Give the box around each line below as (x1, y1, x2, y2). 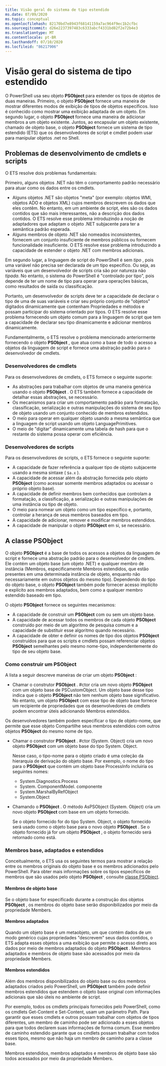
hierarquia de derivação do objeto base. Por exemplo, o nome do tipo (12, 758, 154, 764)
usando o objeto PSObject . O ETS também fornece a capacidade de (12, 388, 153, 395)
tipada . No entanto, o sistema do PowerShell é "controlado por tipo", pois (5, 273, 155, 279)
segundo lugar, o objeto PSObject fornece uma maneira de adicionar (5, 114, 146, 120)
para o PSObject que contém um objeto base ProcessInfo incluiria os (12, 763, 153, 769)
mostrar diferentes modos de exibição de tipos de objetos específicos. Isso (5, 103, 159, 109)
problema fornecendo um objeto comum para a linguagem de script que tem (5, 314, 161, 320)
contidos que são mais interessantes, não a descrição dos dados (12, 211, 145, 217)
